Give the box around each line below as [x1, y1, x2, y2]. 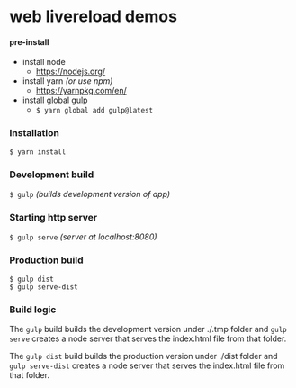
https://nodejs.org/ [35, 66, 106, 77]
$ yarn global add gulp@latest [35, 106, 154, 115]
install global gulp [22, 95, 88, 105]
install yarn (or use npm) [22, 76, 113, 86]
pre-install [9, 36, 49, 47]
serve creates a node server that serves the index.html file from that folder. [9, 333, 287, 344]
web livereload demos [9, 6, 178, 27]
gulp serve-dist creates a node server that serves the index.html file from [9, 360, 285, 371]
